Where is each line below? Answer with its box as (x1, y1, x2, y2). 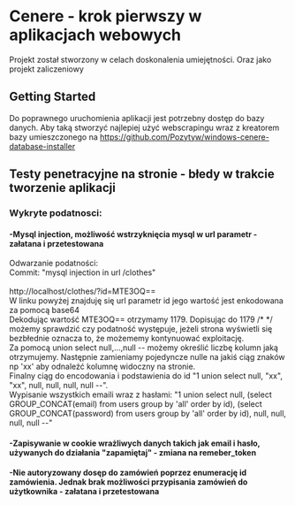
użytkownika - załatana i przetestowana (9, 486, 160, 497)
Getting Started (9, 89, 96, 104)
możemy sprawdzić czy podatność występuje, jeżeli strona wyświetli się (9, 324, 273, 334)
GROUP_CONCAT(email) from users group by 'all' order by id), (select (9, 399, 262, 409)
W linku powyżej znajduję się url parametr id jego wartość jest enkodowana (9, 295, 284, 306)
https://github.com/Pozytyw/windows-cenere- (100, 131, 269, 142)
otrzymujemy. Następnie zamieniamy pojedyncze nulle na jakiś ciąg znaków (9, 352, 285, 363)
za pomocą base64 (9, 305, 79, 316)
